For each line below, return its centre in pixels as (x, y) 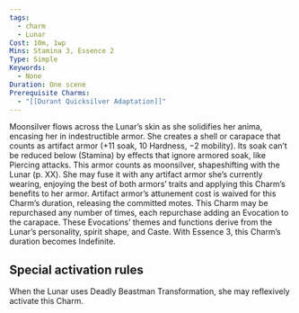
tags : (19, 18)
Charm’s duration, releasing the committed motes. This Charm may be (139, 203)
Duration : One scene (48, 85)
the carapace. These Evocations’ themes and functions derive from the (141, 222)
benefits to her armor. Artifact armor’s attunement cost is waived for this (143, 193)
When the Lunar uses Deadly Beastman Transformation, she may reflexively (149, 291)
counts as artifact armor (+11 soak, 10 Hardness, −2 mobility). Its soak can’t (148, 146)
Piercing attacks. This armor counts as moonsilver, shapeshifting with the (145, 165)
